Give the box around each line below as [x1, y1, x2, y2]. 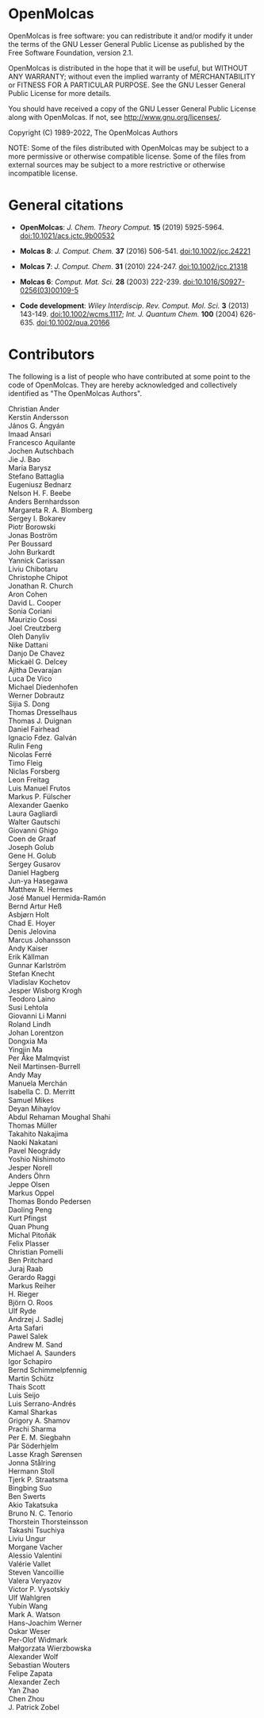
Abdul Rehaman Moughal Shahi [8, 1112, 111, 1121]
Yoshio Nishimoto [8, 1154, 66, 1163]
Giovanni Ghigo [8, 825, 59, 835]
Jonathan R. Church [8, 581, 74, 590]
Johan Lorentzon [8, 1028, 64, 1037]
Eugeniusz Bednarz [8, 479, 72, 489]
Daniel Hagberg [8, 867, 59, 877]
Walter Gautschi [8, 817, 61, 826]
